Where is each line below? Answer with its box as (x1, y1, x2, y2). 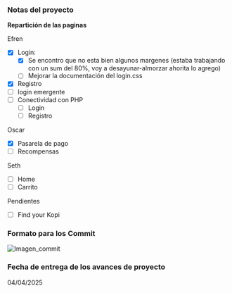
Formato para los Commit (7, 229, 96, 239)
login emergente (17, 87, 65, 96)
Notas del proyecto (7, 5, 74, 15)
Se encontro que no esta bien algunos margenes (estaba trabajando (27, 56, 226, 65)
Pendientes (7, 197, 40, 206)
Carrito (17, 182, 38, 191)
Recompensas (17, 146, 60, 156)
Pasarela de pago (17, 139, 69, 147)
